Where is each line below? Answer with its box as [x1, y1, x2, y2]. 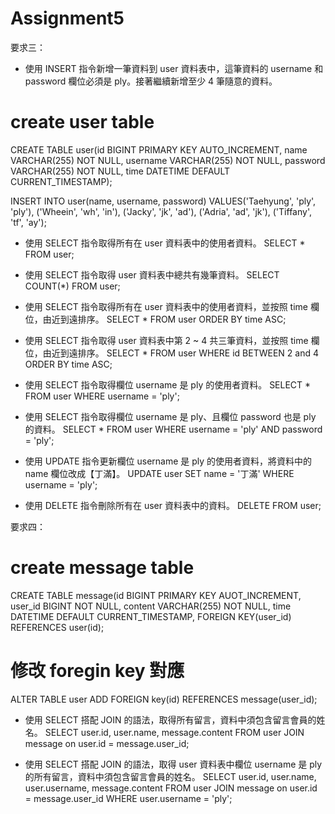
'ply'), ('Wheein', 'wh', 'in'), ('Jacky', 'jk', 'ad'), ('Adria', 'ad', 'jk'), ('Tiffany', [10, 205, 312, 217]
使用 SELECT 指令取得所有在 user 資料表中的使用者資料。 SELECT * [24, 237, 306, 249]
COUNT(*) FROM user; [24, 280, 121, 292]
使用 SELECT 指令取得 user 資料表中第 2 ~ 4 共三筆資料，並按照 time [24, 334, 309, 346]
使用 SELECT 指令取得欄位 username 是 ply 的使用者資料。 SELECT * [24, 378, 312, 391]
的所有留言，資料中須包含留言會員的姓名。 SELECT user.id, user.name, [24, 770, 317, 782]
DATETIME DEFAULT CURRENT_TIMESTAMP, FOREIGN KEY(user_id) [10, 610, 292, 622]
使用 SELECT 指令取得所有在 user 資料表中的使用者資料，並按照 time [24, 300, 308, 312]
